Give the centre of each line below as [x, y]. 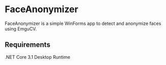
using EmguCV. [21, 28]
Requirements [27, 45]
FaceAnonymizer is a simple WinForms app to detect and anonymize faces [83, 23]
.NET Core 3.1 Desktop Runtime [38, 57]
